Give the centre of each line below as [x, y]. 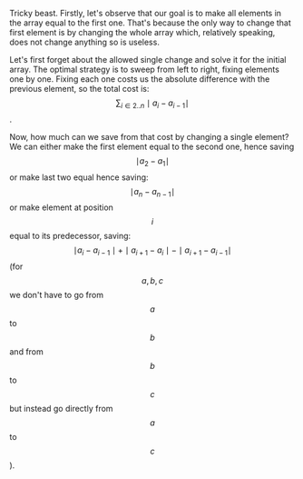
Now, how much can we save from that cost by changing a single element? [149, 136]
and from [26, 352]
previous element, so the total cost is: [79, 89]
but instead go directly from [61, 409]
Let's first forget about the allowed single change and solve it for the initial [148, 60]
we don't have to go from [57, 295]
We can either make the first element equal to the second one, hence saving [152, 146]
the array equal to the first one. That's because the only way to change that [151, 23]
